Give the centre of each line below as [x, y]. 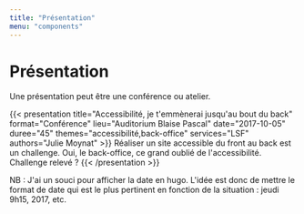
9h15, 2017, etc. [38, 199]
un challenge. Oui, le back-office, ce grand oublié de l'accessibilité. [136, 153]
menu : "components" [46, 26]
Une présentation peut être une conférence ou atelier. [110, 97]
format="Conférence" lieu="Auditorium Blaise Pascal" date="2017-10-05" [147, 124]
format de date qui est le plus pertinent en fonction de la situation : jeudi [144, 190]
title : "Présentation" [52, 18]
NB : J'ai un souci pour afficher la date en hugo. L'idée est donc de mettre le [152, 180]
